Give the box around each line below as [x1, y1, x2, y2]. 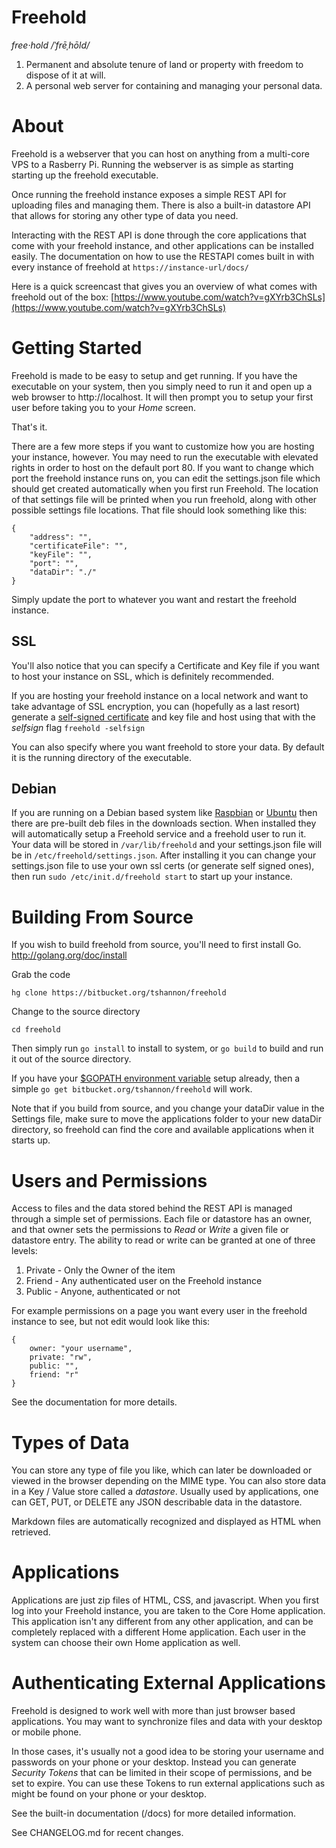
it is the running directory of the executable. [11, 751, 192, 763]
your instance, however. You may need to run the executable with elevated [11, 451, 319, 463]
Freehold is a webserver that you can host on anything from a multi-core [11, 147, 310, 160]
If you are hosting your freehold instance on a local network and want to [11, 689, 309, 701]
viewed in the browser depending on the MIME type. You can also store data [11, 1475, 326, 1487]
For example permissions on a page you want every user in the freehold [11, 1305, 308, 1317]
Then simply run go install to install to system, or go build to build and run [11, 1042, 324, 1055]
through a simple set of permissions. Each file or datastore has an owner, [11, 1213, 313, 1225]
